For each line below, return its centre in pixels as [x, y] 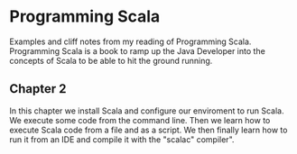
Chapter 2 [38, 89]
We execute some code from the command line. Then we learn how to [140, 120]
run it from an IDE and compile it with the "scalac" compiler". [122, 139]
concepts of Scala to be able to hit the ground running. [111, 60]
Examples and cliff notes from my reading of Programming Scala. [130, 41]
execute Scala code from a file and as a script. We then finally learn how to [148, 130]
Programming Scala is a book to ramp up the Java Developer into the [138, 50]
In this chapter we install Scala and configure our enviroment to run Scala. [147, 111]
